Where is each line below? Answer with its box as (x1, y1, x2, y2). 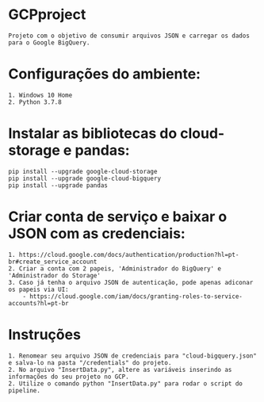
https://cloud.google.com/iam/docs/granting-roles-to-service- (29, 292, 243, 301)
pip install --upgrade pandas (8, 181, 109, 190)
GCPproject (8, 6, 86, 24)
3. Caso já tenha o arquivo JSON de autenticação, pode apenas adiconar (8, 278, 254, 286)
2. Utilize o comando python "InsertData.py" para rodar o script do (8, 379, 243, 388)
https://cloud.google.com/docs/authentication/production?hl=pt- (18, 251, 239, 258)
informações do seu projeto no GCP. (8, 373, 129, 381)
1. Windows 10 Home (8, 91, 73, 99)
